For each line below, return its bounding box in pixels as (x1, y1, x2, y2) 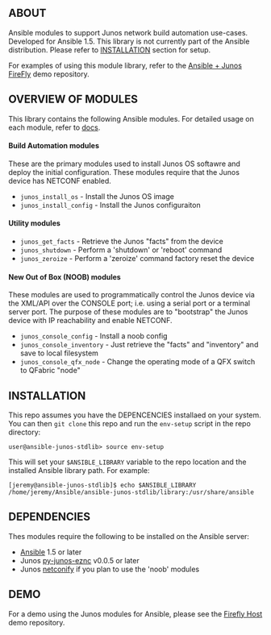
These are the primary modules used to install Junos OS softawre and (8, 159, 240, 168)
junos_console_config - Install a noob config (19, 331, 168, 341)
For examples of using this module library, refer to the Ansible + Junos (8, 60, 242, 70)
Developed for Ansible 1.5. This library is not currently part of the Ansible (8, 36, 250, 46)
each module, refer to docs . (8, 122, 101, 132)
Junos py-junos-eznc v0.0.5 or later (19, 555, 140, 565)
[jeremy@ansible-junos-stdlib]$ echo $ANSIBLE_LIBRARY (8, 481, 197, 490)
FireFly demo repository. (8, 68, 90, 79)
